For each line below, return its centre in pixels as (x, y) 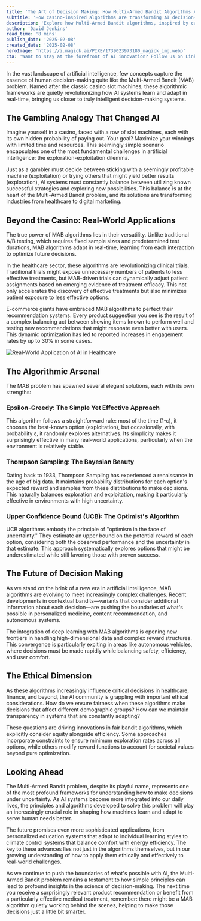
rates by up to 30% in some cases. (49, 341)
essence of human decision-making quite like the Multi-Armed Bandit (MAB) (100, 80)
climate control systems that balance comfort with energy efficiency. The (96, 843)
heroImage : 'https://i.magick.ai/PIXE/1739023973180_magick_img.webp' (96, 51)
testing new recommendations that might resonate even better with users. (97, 328)
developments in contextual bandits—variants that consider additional (92, 600)
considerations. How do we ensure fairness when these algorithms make (96, 703)
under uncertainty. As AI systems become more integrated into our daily (95, 799)
